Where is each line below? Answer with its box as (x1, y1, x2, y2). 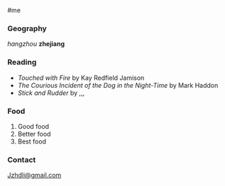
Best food (17, 137, 47, 146)
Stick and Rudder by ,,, (17, 88, 85, 97)
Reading (7, 57, 37, 67)
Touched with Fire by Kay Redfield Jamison (17, 74, 145, 82)
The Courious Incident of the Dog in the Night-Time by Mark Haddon (17, 81, 219, 89)
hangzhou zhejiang (7, 40, 65, 48)
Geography (7, 23, 48, 33)
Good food (17, 122, 50, 130)
